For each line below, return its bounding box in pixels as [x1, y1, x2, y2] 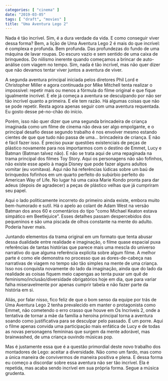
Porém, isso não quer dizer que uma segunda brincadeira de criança [5, 118, 147, 124]
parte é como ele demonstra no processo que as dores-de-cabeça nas [5, 255, 152, 261]
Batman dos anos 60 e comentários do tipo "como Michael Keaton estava [5, 208, 157, 214]
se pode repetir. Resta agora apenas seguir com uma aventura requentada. [5, 103, 160, 109]
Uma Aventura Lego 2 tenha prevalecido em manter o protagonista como [5, 302, 156, 308]
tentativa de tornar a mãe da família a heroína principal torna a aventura [5, 313, 153, 319]
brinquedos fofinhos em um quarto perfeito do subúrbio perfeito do [5, 171, 144, 178]
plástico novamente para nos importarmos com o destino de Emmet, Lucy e [5, 145, 162, 151]
